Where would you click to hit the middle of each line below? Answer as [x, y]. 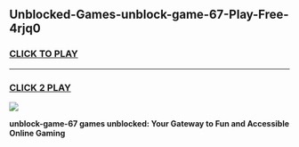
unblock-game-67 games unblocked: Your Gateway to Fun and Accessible [149, 123]
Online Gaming [37, 133]
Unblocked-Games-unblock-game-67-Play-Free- [149, 15]
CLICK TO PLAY [44, 54]
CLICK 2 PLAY [40, 87]
